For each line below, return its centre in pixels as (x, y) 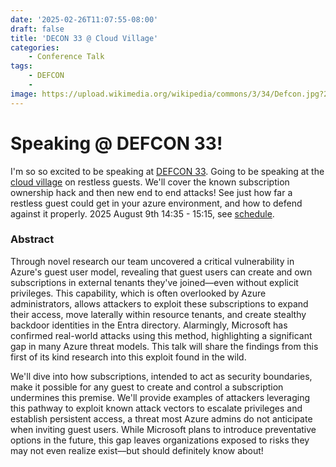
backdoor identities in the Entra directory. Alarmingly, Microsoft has (149, 325)
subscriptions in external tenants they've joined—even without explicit (154, 282)
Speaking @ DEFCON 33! (116, 143)
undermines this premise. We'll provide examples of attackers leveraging (160, 397)
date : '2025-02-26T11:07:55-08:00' (84, 19)
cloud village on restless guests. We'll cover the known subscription (150, 182)
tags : (21, 66)
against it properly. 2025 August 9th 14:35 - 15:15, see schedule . (142, 213)
